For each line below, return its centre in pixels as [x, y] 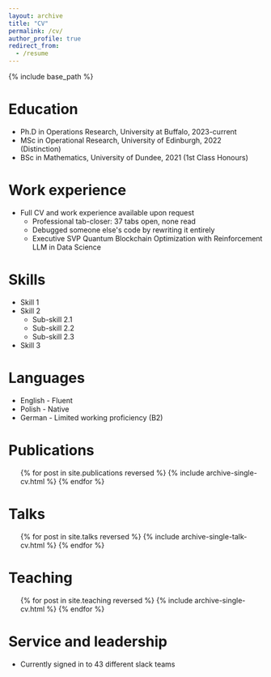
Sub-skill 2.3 [53, 336]
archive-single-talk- [214, 536]
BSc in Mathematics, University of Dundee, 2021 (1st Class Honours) [134, 157]
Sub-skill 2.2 [53, 328]
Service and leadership [88, 641]
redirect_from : [34, 46]
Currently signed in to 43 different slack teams [97, 664]
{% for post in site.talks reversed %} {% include [100, 536]
